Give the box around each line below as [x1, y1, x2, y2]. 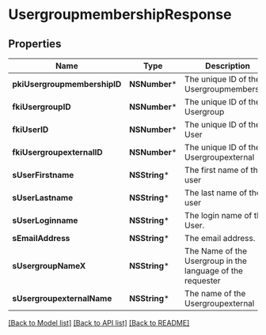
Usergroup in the [184, 255, 248, 266]
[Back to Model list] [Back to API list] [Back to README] [8, 318, 190, 327]
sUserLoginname [12, 215, 78, 226]
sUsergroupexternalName [12, 293, 112, 303]
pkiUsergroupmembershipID [12, 79, 122, 89]
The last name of [184, 187, 248, 198]
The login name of [184, 210, 253, 220]
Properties [8, 37, 62, 51]
